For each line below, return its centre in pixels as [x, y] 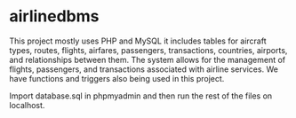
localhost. [27, 105]
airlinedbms [54, 16]
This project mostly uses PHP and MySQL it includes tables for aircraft [138, 41]
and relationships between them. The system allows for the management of [148, 59]
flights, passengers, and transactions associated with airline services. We [144, 69]
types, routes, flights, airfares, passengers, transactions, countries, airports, [148, 50]
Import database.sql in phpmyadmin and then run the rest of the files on [141, 96]
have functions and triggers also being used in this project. [117, 78]
